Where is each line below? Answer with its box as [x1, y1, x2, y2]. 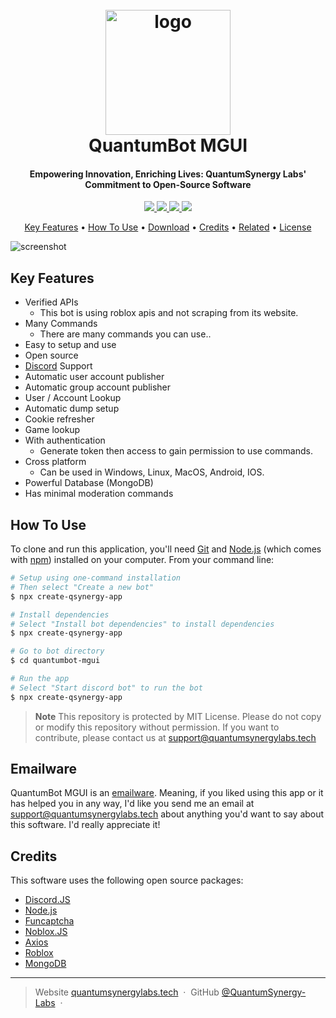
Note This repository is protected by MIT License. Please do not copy [34, 710, 322, 722]
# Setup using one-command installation [10, 573, 182, 583]
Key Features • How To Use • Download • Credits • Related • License [24, 221, 312, 233]
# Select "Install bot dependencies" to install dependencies [10, 619, 275, 629]
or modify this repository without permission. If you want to [34, 721, 280, 733]
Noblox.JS [24, 926, 68, 938]
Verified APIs [24, 296, 79, 308]
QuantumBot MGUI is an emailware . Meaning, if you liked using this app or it [10, 787, 324, 799]
